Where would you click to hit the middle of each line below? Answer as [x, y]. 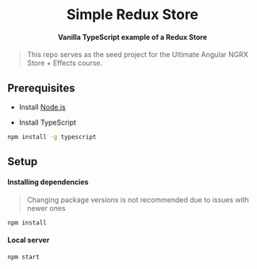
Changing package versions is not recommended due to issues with [138, 199]
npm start [24, 257]
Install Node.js [42, 107]
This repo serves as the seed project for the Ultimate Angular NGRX [138, 55]
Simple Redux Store [132, 15]
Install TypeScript [48, 123]
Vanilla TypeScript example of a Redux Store [132, 37]
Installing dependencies [48, 182]
